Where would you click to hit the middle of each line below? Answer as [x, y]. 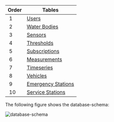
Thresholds [40, 43]
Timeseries [40, 68]
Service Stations [46, 92]
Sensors [37, 35]
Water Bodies [43, 26]
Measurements [44, 59]
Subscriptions [43, 51]
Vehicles [37, 76]
